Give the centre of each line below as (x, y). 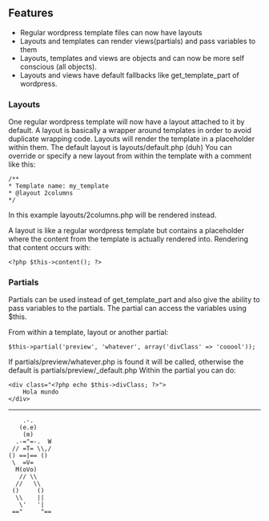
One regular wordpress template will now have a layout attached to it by (126, 122)
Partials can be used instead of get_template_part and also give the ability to (134, 300)
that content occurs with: (50, 248)
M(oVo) (26, 470)
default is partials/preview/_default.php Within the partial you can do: (122, 370)
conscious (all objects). (58, 67)
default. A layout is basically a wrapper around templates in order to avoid (130, 131)
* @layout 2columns (41, 193)
